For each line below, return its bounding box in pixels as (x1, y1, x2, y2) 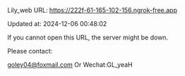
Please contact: (7, 47, 53, 55)
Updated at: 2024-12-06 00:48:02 (7, 20, 107, 27)
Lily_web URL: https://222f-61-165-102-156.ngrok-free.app (7, 6, 178, 14)
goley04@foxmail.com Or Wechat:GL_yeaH (7, 61, 133, 69)
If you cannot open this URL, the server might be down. (7, 33, 168, 42)
